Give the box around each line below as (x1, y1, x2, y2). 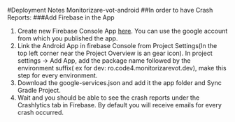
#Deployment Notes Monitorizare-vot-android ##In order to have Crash (7, 6, 213, 14)
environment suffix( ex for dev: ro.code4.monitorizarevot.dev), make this (17, 64, 227, 72)
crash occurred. (17, 108, 64, 116)
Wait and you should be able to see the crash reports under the (17, 93, 200, 102)
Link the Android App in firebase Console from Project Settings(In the (17, 42, 218, 49)
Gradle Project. (17, 86, 61, 94)
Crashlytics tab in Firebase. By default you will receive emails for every (17, 101, 222, 109)
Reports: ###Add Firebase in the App (7, 13, 115, 22)
